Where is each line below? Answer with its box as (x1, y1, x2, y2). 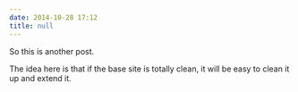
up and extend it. (9, 72, 72, 83)
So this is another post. (9, 46, 95, 56)
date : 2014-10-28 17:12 (9, 13, 98, 22)
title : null (9, 21, 54, 30)
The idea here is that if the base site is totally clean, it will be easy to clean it (9, 63, 290, 74)
